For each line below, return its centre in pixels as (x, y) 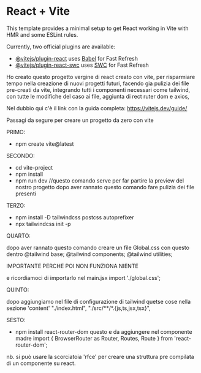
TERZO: (16, 205)
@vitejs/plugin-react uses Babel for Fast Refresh (77, 58)
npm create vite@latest (44, 144)
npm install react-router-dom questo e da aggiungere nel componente (104, 331)
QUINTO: (18, 290)
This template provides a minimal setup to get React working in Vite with (97, 28)
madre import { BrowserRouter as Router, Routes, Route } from (94, 338)
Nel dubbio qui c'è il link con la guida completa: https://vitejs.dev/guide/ (97, 108)
